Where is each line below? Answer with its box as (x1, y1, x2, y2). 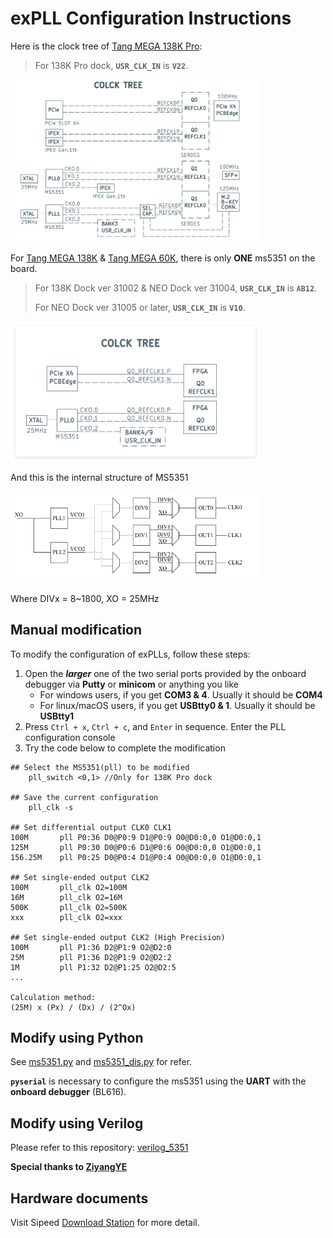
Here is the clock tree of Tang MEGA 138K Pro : (10, 40, 203, 52)
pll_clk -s (28, 802, 74, 812)
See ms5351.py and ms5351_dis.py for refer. (10, 1056, 193, 1068)
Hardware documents (10, 1190, 149, 1207)
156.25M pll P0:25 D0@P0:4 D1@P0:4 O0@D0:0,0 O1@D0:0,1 (10, 852, 262, 862)
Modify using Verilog (10, 1115, 144, 1132)
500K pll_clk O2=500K (10, 902, 128, 912)
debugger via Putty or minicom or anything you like (24, 678, 239, 690)
